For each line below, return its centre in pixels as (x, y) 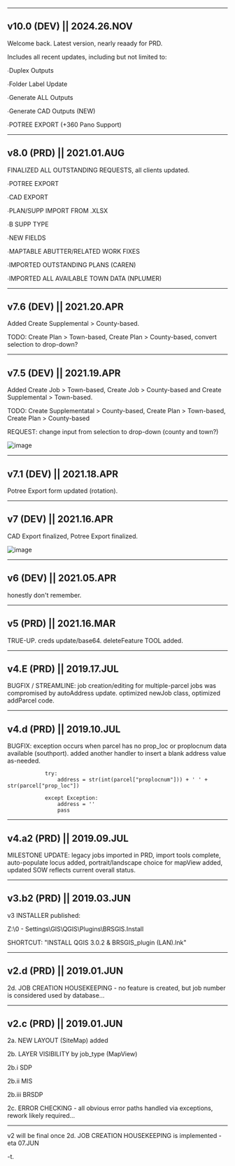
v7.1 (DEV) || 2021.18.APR (63, 474)
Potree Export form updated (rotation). (63, 491)
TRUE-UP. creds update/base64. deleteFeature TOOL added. (95, 640)
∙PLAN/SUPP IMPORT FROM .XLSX (58, 210)
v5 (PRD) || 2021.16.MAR (62, 624)
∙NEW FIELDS (27, 238)
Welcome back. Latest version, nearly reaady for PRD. (85, 43)
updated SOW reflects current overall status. (72, 870)
